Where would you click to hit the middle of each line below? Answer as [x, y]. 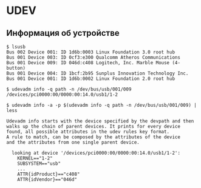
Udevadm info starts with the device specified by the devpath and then [100, 121]
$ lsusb [16, 47]
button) [16, 68]
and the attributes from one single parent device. [73, 143]
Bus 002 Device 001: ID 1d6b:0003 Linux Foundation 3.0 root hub [90, 52]
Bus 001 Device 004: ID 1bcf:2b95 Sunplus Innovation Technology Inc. [97, 73]
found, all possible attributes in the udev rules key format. [88, 132]
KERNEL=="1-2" [35, 158]
